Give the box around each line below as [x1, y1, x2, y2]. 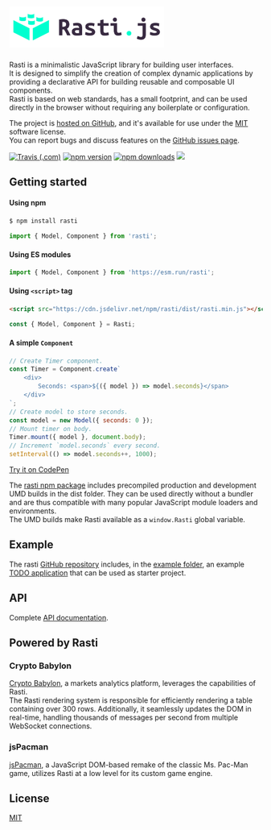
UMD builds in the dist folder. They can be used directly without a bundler [9, 489, 254, 499]
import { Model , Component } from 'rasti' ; [9, 232, 158, 240]
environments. [9, 506, 57, 516]
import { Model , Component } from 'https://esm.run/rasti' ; [9, 268, 216, 276]
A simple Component [9, 338, 73, 347]
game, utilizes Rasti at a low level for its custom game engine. [9, 768, 213, 778]
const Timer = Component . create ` [9, 365, 121, 373]
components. [9, 85, 53, 95]
